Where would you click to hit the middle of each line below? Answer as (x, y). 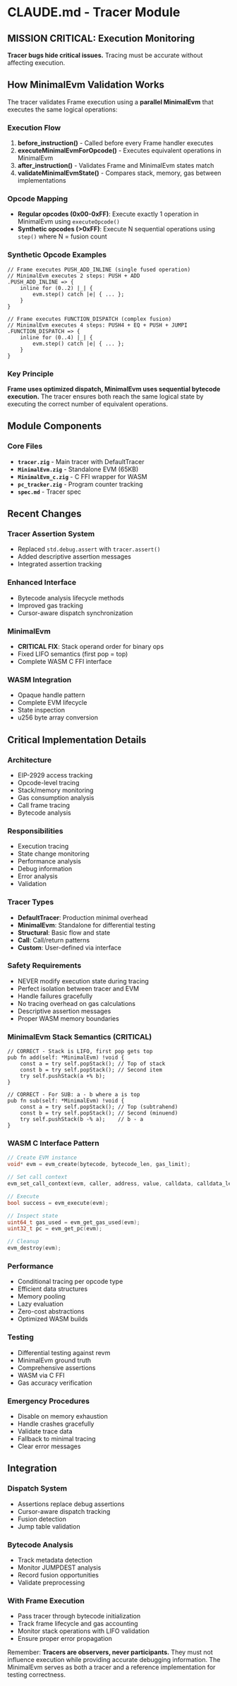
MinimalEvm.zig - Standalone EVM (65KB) (78, 469)
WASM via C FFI (41, 1375)
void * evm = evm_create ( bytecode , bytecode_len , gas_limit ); (99, 1165)
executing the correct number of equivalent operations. (87, 404)
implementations (42, 181)
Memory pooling (41, 1297)
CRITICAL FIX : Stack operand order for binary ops (91, 646)
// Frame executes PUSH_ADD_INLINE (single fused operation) (99, 269)
